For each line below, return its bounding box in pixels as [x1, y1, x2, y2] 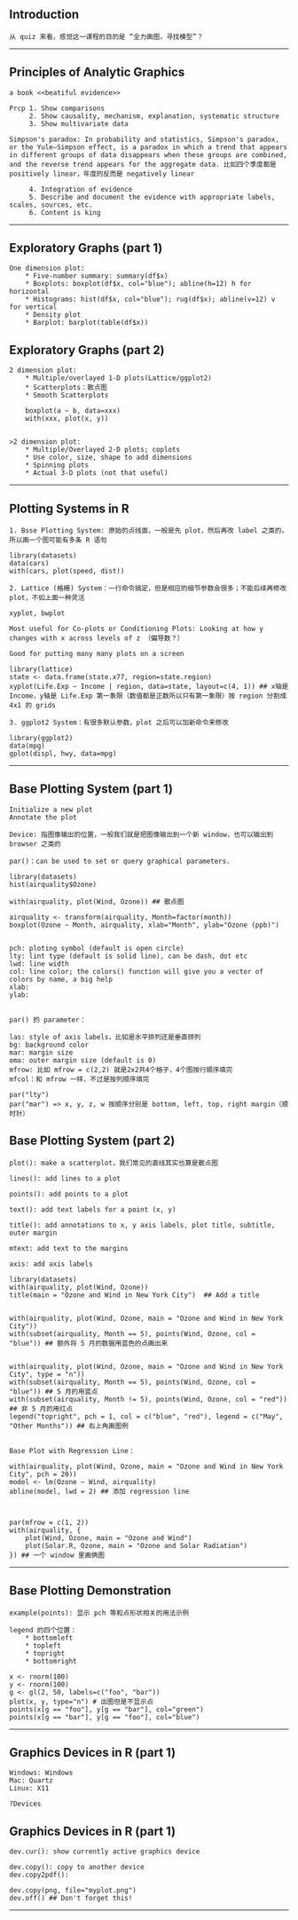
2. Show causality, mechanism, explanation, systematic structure [28, 111, 279, 121]
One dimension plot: [9, 264, 86, 273]
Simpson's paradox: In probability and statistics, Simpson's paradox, [9, 135, 279, 144]
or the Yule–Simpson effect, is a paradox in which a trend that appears [9, 142, 288, 152]
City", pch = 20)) [9, 1469, 77, 1479]
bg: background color [9, 1040, 90, 1049]
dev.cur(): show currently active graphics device [9, 1847, 200, 1856]
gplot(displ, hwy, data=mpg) [9, 749, 117, 758]
